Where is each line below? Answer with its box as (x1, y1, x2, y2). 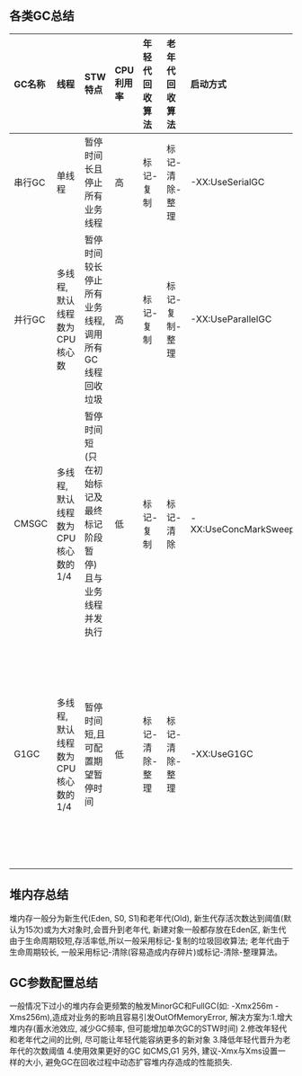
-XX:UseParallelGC (190, 313, 272, 325)
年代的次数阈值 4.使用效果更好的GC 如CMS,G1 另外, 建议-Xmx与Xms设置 (9, 1045, 279, 1056)
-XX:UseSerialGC (190, 175, 265, 188)
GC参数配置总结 (9, 975, 99, 991)
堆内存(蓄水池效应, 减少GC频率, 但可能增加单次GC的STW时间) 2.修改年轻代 (9, 1023, 288, 1034)
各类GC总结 (9, 8, 75, 24)
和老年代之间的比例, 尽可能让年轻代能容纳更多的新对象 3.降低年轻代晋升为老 (9, 1035, 291, 1045)
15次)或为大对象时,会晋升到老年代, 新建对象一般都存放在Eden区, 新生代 (24, 924, 287, 935)
